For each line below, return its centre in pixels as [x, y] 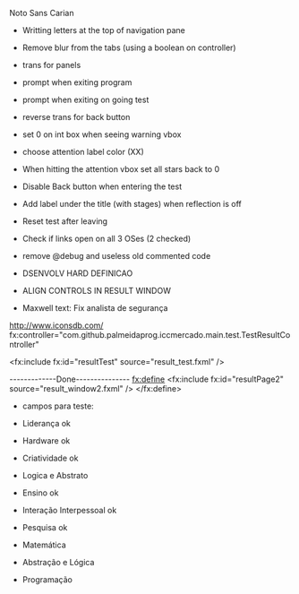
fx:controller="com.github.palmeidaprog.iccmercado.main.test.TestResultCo [150, 335]
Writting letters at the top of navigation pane [104, 30]
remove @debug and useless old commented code [116, 256]
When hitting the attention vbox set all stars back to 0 [121, 169]
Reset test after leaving [65, 221]
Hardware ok [46, 441]
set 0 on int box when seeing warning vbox [102, 134]
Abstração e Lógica [58, 562]
